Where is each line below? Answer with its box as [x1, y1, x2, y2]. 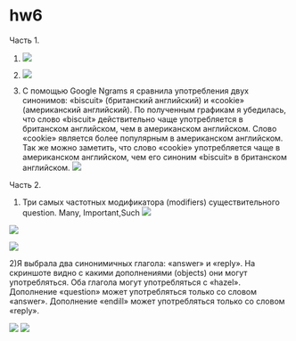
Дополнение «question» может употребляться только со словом [9, 286, 257, 296]
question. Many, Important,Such [21, 207, 141, 218]
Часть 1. [9, 35, 40, 45]
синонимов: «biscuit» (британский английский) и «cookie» [21, 94, 245, 105]
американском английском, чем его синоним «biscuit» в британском [21, 151, 287, 162]
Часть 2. [9, 179, 42, 190]
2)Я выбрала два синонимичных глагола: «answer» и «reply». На [9, 257, 256, 268]
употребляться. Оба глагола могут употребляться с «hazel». [9, 277, 242, 288]
